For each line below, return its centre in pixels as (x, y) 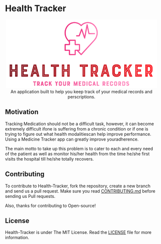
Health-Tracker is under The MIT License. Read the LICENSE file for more (78, 232)
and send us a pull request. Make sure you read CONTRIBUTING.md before (80, 191)
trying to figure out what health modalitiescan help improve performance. (78, 134)
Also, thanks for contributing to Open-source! (50, 205)
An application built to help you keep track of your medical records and (81, 92)
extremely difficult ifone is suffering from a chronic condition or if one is (77, 129)
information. (17, 238)
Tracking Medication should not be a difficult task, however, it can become (80, 124)
